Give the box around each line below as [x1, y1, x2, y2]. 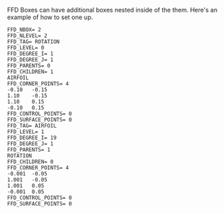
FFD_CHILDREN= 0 [7, 158, 54, 165]
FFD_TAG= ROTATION [7, 38, 60, 45]
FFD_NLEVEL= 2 [7, 32, 48, 39]
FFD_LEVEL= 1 [7, 128, 45, 135]
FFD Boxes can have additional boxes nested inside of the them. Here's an [7, 6, 218, 14]
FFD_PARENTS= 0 [7, 62, 51, 69]
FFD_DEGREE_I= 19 [7, 134, 57, 141]
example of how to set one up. [7, 13, 93, 21]
